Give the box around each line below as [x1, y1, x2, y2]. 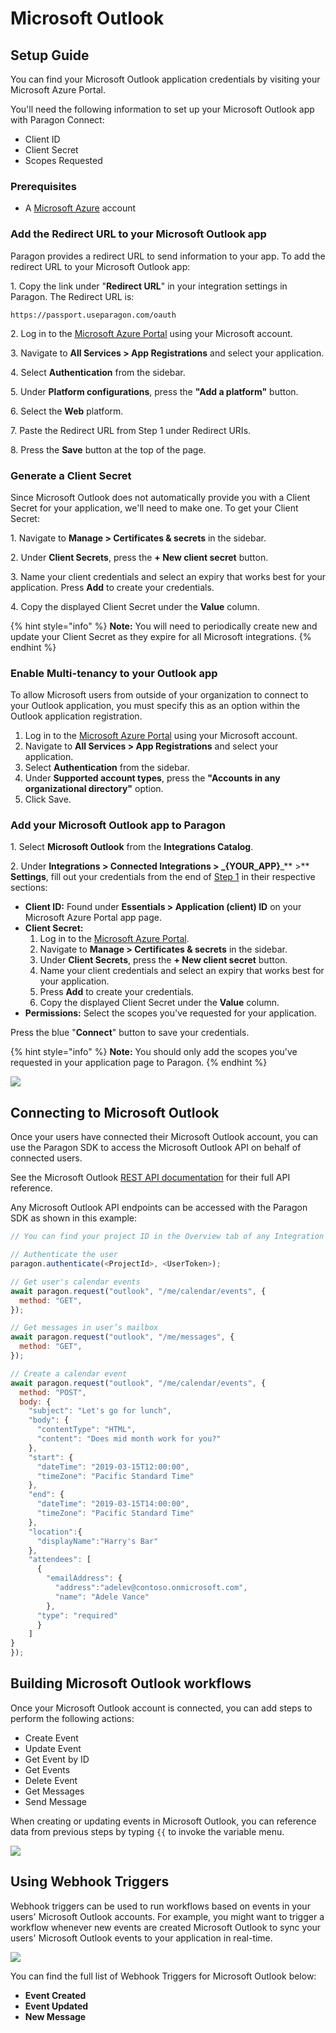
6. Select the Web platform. [10, 405, 124, 417]
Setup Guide [10, 47, 90, 64]
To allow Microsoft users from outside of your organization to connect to [10, 689, 309, 701]
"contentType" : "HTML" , [36, 1425, 137, 1435]
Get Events [24, 1763, 71, 1776]
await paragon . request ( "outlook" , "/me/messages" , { [10, 1332, 235, 1342]
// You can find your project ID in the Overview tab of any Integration [10, 1232, 325, 1242]
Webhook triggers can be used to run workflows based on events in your [10, 1900, 311, 1912]
